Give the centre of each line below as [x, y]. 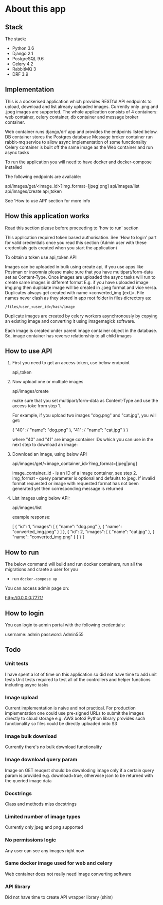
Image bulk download [31, 736]
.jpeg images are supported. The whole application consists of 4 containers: [81, 111]
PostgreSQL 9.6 [28, 59]
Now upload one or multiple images [48, 382]
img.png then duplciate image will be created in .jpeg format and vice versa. [81, 287]
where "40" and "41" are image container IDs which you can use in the [82, 440]
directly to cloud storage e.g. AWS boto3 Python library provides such [75, 718]
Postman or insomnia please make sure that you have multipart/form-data [79, 272]
